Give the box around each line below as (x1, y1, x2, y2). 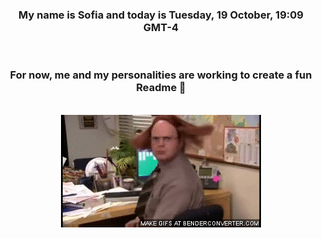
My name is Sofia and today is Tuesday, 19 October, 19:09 (18, 8, 304, 22)
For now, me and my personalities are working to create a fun (9, 68, 313, 82)
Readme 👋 (136, 81, 186, 95)
